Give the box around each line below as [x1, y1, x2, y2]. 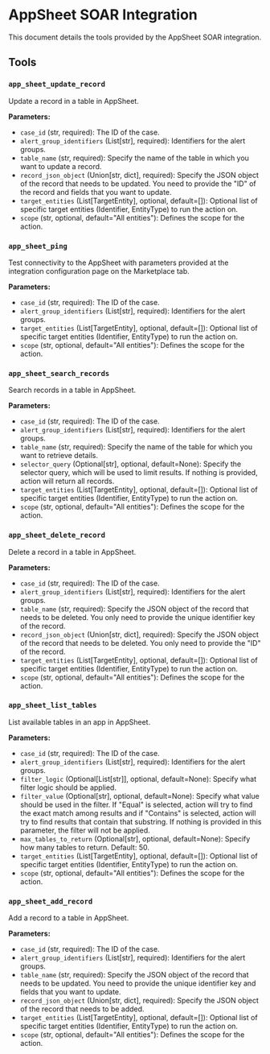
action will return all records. [19, 477, 115, 486]
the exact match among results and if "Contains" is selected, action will [19, 808, 256, 818]
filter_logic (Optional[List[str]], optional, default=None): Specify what [19, 774, 257, 783]
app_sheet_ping [8, 242, 68, 250]
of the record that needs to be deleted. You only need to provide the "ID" [19, 638, 261, 647]
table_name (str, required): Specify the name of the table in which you [19, 153, 249, 163]
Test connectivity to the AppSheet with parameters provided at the [8, 258, 229, 267]
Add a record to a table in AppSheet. [8, 913, 129, 923]
